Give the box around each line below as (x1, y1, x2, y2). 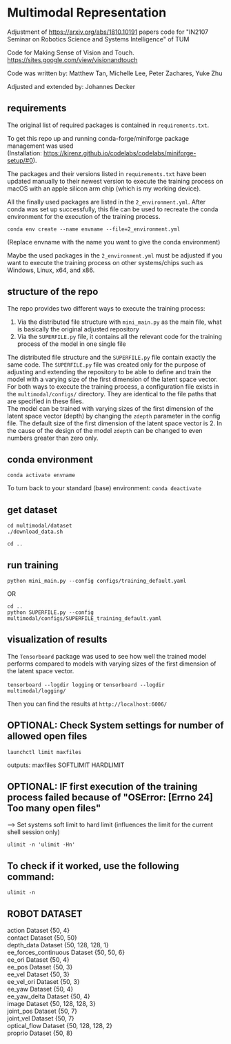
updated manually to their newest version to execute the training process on (7, 177, 223, 185)
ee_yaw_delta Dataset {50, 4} (7, 992, 91, 1000)
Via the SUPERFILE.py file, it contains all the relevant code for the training (17, 332, 223, 340)
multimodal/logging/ (7, 687, 67, 695)
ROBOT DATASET (7, 908, 83, 920)
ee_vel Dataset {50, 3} (7, 970, 70, 978)
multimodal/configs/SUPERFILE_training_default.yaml (7, 615, 162, 622)
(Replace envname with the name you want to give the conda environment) (7, 238, 221, 246)
